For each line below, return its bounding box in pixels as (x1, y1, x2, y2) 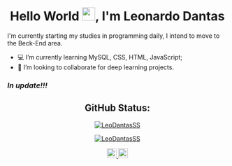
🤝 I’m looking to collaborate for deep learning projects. (17, 63, 175, 71)
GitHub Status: (85, 102, 150, 114)
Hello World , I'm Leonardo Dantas (10, 8, 225, 25)
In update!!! (7, 81, 48, 90)
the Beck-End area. (7, 39, 63, 47)
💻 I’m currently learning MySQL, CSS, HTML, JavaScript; (17, 53, 183, 61)
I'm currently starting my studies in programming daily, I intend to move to (7, 32, 220, 40)
